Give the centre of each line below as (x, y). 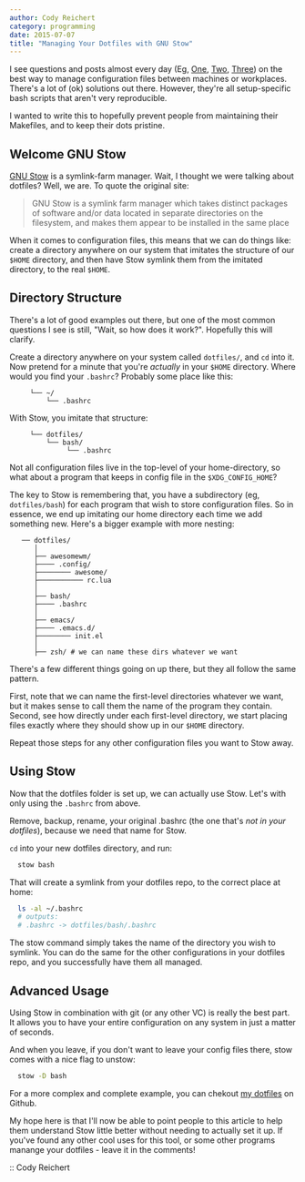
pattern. (24, 678)
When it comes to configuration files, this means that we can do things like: (150, 240)
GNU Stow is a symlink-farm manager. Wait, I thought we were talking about (152, 176)
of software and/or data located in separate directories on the (147, 213)
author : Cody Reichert (52, 18)
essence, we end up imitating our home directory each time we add (136, 514)
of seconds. (32, 1032)
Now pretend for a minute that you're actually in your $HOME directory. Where (152, 366)
